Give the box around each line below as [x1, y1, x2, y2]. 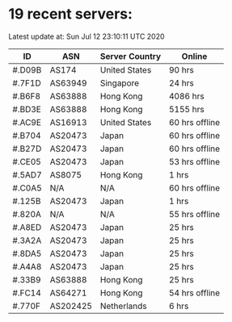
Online [181, 50, 208, 61]
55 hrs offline [168, 208, 221, 220]
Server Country [99, 50, 162, 61]
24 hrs [168, 77, 194, 89]
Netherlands [99, 300, 147, 312]
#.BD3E [12, 103, 42, 115]
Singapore [99, 77, 140, 89]
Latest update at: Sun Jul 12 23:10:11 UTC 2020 [8, 31, 165, 41]
